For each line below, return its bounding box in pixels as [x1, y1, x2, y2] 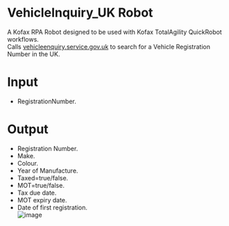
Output [7, 121, 49, 137]
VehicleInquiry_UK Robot [7, 5, 153, 21]
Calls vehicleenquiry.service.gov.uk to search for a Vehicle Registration [7, 42, 210, 51]
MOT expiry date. [17, 195, 67, 204]
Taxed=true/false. [17, 173, 69, 182]
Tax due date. [17, 189, 57, 197]
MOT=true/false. [17, 181, 65, 189]
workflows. [7, 35, 40, 43]
